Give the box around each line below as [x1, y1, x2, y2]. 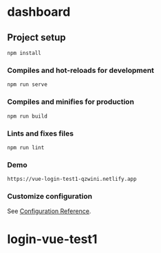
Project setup [7, 32, 67, 43]
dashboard [7, 4, 71, 20]
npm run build [7, 113, 48, 120]
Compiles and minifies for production [7, 97, 134, 107]
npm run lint [7, 144, 45, 151]
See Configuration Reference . [7, 207, 92, 215]
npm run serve [7, 81, 48, 88]
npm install [7, 49, 41, 56]
